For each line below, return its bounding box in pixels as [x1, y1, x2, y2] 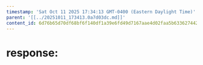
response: [6, 46, 59, 60]
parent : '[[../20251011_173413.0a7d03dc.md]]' [6, 14, 126, 20]
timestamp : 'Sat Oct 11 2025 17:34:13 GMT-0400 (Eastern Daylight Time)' [6, 8, 196, 15]
